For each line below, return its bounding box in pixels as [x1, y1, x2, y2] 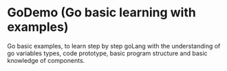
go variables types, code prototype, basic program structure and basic [7, 49, 208, 57]
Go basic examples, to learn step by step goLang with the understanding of [7, 42, 221, 50]
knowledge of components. [7, 56, 85, 64]
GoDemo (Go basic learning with [7, 5, 196, 20]
